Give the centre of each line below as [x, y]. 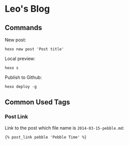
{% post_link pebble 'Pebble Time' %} [46, 137]
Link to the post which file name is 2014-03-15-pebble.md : [64, 128]
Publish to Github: [23, 77]
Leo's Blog [27, 9]
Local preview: [20, 59]
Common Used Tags [38, 102]
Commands [24, 28]
